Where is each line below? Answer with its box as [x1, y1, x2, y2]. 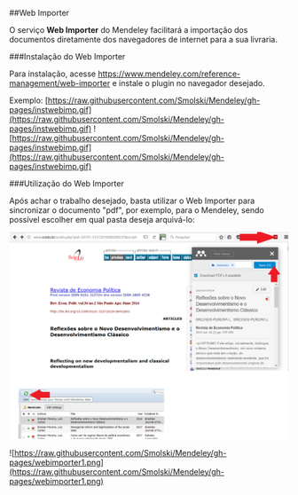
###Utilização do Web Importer [9, 178, 124, 189]
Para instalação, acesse [9, 68, 97, 79]
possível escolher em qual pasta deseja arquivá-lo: [9, 215, 195, 224]
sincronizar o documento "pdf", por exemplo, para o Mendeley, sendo [9, 205, 264, 216]
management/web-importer [9, 78, 111, 88]
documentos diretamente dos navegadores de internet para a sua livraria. [9, 35, 278, 44]
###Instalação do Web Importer [9, 51, 126, 61]
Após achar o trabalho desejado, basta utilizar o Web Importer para [9, 195, 255, 206]
